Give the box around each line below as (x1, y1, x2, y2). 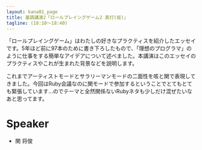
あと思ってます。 (6, 95, 48, 102)
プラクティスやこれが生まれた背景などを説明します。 (6, 60, 137, 67)
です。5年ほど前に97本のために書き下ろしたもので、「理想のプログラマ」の (6, 45, 192, 52)
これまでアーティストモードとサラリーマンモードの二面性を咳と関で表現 (6, 73, 186, 80)
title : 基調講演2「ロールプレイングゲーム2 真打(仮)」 (6, 14, 128, 20)
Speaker (6, 117, 49, 130)
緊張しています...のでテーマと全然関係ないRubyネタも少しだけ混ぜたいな (11, 88, 193, 95)
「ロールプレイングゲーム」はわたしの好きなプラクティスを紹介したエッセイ (6, 37, 196, 45)
